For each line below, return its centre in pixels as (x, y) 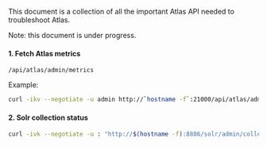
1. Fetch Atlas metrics (44, 53)
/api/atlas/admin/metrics (51, 71)
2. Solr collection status (48, 117)
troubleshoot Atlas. (39, 20)
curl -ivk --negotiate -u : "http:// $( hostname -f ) (95, 134)
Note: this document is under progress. (72, 35)
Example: (23, 85)
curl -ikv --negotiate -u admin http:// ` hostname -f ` (99, 100)
